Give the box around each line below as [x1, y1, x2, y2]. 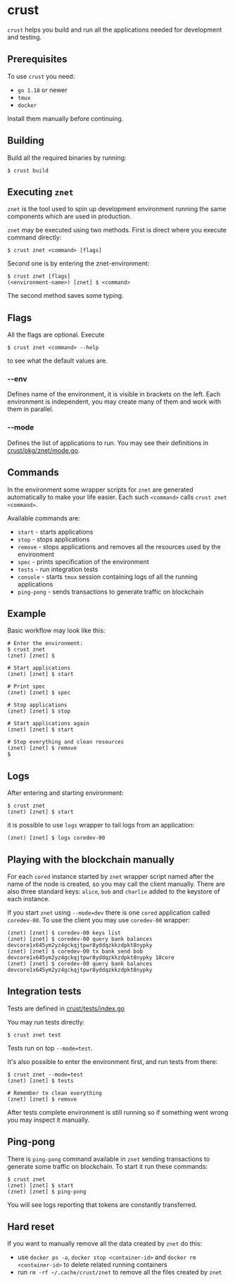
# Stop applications [7, 701, 68, 709]
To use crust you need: [7, 72, 75, 80]
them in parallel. [7, 405, 54, 413]
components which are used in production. [7, 212, 132, 220]
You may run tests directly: [7, 1018, 85, 1026]
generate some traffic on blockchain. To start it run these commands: [7, 1162, 208, 1170]
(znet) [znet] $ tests [7, 1077, 74, 1084]
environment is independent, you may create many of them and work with [7, 397, 222, 406]
